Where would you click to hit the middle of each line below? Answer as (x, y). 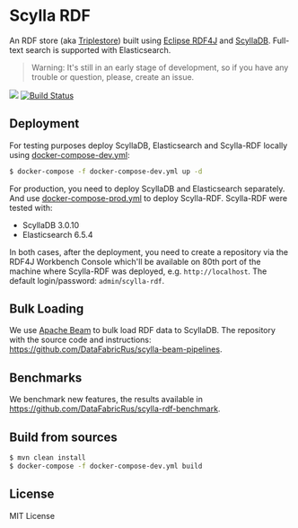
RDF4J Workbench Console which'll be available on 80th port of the (136, 261)
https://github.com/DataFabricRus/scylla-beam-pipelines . (116, 349)
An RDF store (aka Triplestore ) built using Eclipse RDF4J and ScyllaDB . (140, 40)
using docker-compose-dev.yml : (70, 154)
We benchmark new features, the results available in (106, 400)
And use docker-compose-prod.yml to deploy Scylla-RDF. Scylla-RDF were (149, 198)
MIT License (32, 515)
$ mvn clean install (48, 458)
